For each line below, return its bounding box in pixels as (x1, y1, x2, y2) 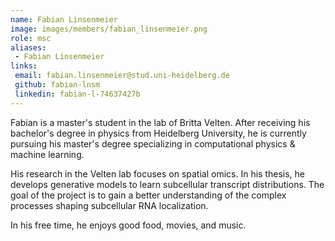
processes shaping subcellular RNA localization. (10, 199, 209, 211)
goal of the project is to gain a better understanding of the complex (10, 189, 287, 201)
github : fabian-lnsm (14, 80, 101, 90)
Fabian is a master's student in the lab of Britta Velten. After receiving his (10, 116, 311, 128)
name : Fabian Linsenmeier (10, 14, 118, 25)
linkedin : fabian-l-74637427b (14, 89, 141, 99)
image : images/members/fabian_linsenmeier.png (10, 24, 208, 34)
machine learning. (10, 148, 85, 160)
